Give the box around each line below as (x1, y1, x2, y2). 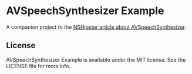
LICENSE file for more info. (6, 62, 71, 69)
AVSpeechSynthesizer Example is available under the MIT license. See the (6, 56, 186, 63)
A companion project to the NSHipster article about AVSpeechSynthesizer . (6, 23, 187, 31)
